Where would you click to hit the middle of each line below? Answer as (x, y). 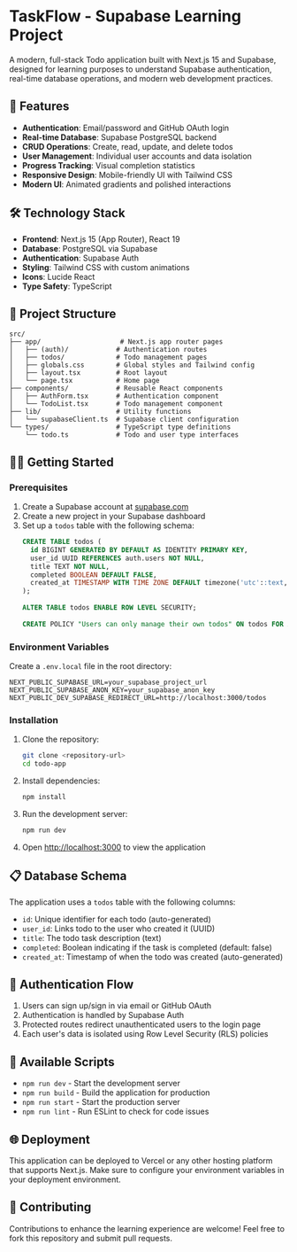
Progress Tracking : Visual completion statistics (109, 165)
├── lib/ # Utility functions (100, 412)
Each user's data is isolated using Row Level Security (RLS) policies (145, 1034)
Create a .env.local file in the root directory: (91, 665)
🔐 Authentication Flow (72, 984)
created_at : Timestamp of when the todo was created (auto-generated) (152, 956)
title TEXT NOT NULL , (70, 566)
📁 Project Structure (63, 313)
